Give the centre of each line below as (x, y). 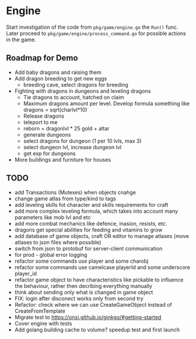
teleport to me (40, 122)
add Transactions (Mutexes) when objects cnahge (75, 192)
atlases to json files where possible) (58, 242)
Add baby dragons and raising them (58, 72)
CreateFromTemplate (40, 311)
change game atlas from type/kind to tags (65, 199)
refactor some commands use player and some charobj (81, 261)
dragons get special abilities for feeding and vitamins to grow (89, 230)
